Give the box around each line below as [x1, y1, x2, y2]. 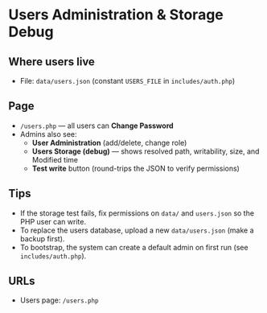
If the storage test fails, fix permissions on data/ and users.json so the [19, 208, 255, 218]
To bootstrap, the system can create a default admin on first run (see [19, 242, 249, 252]
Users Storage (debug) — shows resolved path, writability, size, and [31, 146, 260, 156]
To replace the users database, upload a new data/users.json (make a [19, 225, 255, 235]
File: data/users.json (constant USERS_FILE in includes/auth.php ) [19, 76, 236, 85]
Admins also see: [19, 129, 78, 138]
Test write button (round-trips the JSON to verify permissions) [31, 163, 240, 173]
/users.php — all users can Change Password [19, 121, 175, 130]
